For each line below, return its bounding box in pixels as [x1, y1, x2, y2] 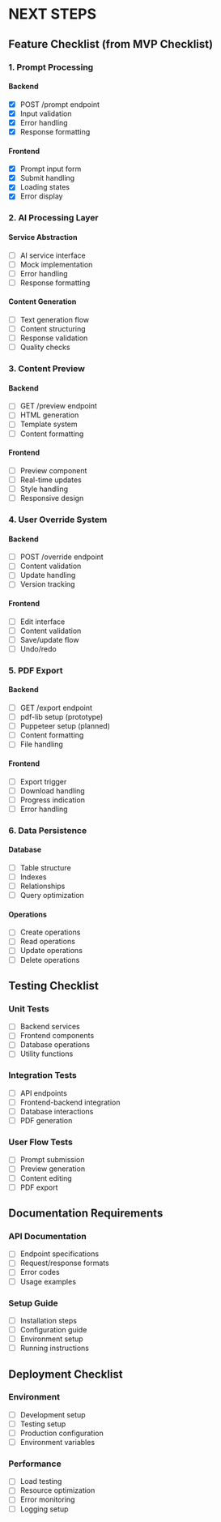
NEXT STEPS [8, 5, 97, 24]
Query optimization [19, 891, 85, 900]
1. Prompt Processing [8, 62, 94, 73]
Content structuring [19, 324, 87, 334]
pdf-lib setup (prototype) [19, 712, 104, 722]
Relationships [19, 881, 66, 891]
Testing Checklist [8, 979, 99, 993]
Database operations [19, 1040, 91, 1050]
